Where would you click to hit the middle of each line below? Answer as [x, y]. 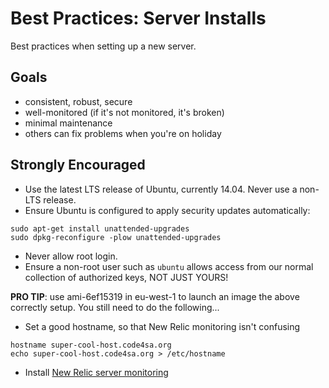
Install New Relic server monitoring [96, 372]
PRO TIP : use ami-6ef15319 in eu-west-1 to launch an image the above [155, 296]
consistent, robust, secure [78, 101]
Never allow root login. [71, 256]
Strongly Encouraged [78, 165]
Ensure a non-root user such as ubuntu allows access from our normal [169, 266]
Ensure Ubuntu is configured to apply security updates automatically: [167, 210]
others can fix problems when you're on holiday [123, 133]
